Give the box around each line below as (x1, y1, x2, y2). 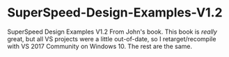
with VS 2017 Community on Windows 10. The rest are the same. (7, 42, 193, 50)
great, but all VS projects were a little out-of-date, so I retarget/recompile (7, 34, 216, 43)
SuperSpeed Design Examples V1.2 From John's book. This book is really (7, 27, 218, 36)
